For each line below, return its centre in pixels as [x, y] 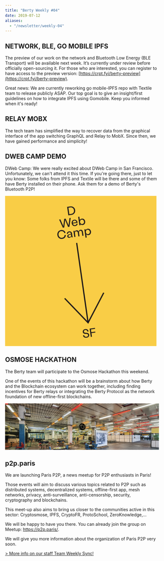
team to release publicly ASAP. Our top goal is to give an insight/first [74, 93]
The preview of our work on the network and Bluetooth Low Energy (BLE [78, 58]
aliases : [14, 21]
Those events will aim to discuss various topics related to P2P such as [76, 485]
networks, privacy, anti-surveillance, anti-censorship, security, [68, 495]
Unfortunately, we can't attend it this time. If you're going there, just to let [79, 173]
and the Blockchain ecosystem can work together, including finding [73, 386]
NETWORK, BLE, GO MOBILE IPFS [57, 46]
